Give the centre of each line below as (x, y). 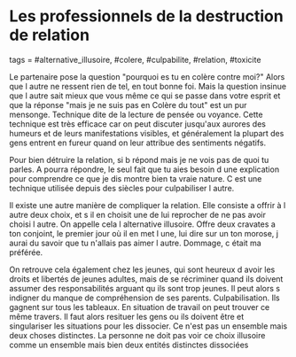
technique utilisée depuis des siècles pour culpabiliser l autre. (122, 188)
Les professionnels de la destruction (146, 16)
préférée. (26, 252)
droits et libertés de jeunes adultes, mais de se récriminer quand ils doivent (146, 279)
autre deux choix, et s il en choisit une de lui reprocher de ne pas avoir (137, 214)
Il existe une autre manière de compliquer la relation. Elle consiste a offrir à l (148, 205)
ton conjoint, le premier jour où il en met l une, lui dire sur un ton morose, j (144, 233)
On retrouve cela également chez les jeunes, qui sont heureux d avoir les (142, 269)
